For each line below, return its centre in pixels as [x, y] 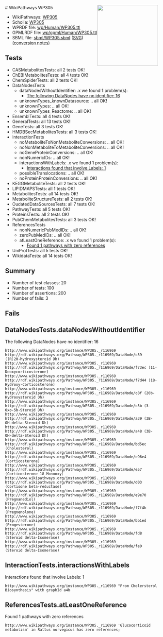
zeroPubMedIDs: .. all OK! [45, 235]
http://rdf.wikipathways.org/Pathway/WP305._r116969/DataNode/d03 [73, 482]
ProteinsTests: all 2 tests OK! [41, 214]
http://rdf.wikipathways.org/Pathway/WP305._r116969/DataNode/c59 [73, 355]
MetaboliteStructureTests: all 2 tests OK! [52, 199]
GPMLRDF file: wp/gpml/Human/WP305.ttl [54, 33]
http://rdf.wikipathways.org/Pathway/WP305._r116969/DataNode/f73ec [76, 367]
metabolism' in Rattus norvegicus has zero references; [63, 630]
